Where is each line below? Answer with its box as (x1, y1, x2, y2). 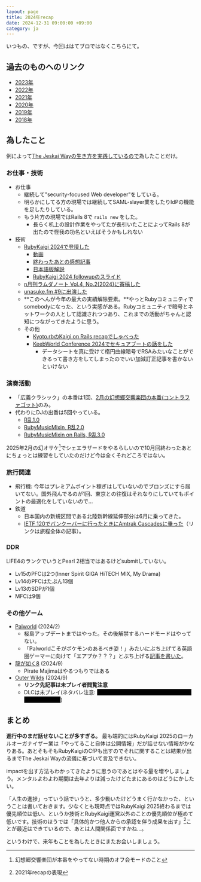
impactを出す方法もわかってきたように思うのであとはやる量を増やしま (6, 767, 180, 774)
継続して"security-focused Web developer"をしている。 (23, 191, 163, 198)
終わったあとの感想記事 (32, 258, 91, 265)
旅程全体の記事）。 (39, 527, 85, 535)
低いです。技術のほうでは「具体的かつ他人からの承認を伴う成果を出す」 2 (6, 817, 187, 825)
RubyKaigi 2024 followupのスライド (32, 273, 121, 280)
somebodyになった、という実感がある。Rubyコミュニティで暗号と (23, 303, 188, 310)
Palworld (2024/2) (14, 623, 60, 630)
